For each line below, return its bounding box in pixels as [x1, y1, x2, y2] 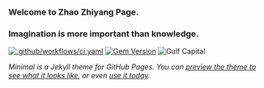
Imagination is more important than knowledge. [8, 27, 199, 39]
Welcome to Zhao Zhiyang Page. [8, 6, 139, 18]
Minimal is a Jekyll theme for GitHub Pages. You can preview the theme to [8, 62, 257, 72]
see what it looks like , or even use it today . [8, 71, 151, 81]
